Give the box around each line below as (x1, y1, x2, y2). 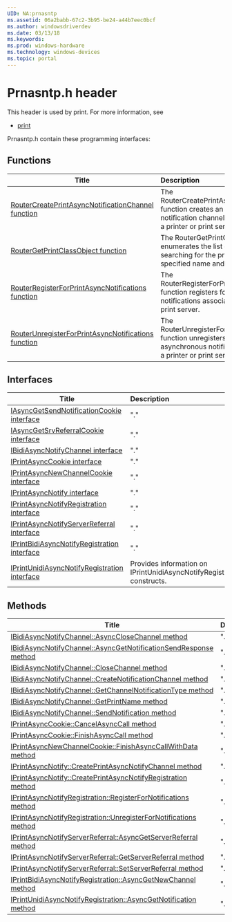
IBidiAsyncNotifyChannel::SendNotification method (10, 708, 177, 718)
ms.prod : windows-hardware (7, 42, 85, 49)
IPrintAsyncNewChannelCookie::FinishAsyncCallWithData (10, 741, 198, 751)
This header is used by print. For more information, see (7, 108, 164, 116)
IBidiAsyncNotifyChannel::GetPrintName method (10, 697, 168, 706)
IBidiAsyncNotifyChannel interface (10, 445, 123, 455)
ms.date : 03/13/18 (7, 29, 60, 37)
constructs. (130, 576, 167, 586)
